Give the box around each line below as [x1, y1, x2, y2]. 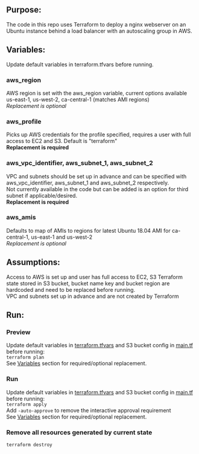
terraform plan [6, 355, 45, 361]
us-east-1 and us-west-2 [31, 233, 92, 241]
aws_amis [6, 213, 36, 222]
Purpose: [6, 5, 42, 15]
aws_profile [6, 117, 42, 125]
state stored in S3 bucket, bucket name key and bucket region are [6, 280, 170, 287]
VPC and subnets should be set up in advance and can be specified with [6, 172, 187, 180]
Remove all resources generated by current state [6, 428, 153, 437]
